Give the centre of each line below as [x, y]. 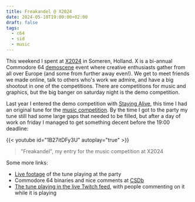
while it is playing [36, 193]
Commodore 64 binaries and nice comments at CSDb [79, 180]
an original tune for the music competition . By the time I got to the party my [97, 110]
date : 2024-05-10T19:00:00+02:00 [47, 17]
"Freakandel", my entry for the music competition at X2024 [92, 151]
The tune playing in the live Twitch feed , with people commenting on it [100, 186]
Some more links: [27, 163]
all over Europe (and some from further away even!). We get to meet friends [98, 73]
